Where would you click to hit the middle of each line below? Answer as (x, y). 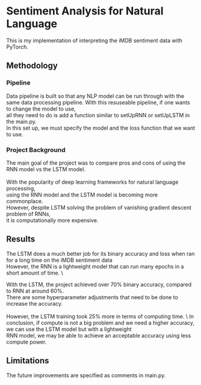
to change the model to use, (41, 109)
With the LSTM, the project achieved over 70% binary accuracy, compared (99, 284)
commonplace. (25, 201)
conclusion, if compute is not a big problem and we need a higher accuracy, (100, 323)
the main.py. (22, 121)
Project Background (36, 150)
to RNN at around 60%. (35, 291)
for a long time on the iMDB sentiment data (59, 260)
